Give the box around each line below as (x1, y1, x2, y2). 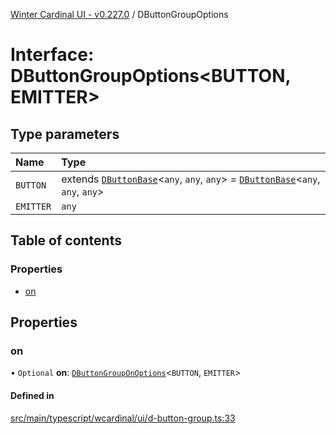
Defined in (10, 389, 55, 401)
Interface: (10, 44, 95, 66)
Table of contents (10, 232, 122, 249)
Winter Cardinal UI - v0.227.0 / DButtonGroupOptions (10, 9, 229, 20)
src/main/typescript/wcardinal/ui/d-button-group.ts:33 (10, 412, 236, 424)
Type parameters (10, 125, 120, 143)
